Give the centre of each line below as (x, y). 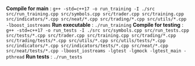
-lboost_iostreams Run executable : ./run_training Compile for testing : (95, 25)
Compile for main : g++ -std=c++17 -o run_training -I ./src (81, 8)
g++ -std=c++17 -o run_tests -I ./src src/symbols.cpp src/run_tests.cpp (98, 30)
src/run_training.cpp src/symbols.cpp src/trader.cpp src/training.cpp (95, 14)
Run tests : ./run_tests (54, 57)
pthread (15, 57)
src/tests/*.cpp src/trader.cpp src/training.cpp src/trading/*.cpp (91, 36)
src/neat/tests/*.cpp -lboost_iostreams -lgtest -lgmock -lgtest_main (94, 51)
